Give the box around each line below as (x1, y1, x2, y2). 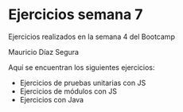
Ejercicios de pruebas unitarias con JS (19, 78, 146, 87)
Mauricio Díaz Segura (8, 47, 80, 56)
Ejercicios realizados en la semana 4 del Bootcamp (8, 32, 175, 41)
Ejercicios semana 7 (8, 6, 143, 24)
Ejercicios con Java (19, 95, 84, 104)
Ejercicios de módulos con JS (19, 86, 118, 96)
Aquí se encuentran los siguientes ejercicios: (8, 62, 155, 72)
